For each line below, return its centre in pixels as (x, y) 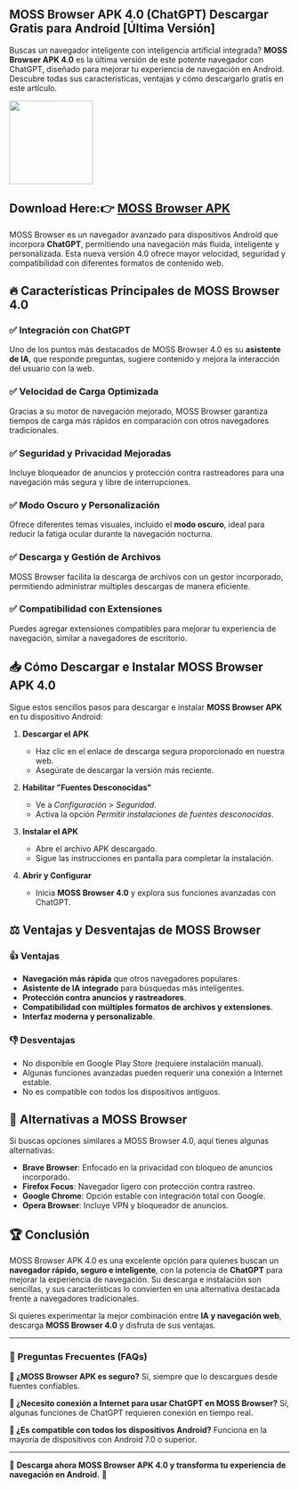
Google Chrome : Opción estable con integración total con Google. (144, 1196)
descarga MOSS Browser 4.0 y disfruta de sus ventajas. (113, 1325)
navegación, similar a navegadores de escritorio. (98, 638)
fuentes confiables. (44, 1386)
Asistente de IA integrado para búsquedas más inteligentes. (133, 988)
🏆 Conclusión (50, 1234)
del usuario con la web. (52, 368)
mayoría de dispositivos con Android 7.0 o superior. (103, 1439)
